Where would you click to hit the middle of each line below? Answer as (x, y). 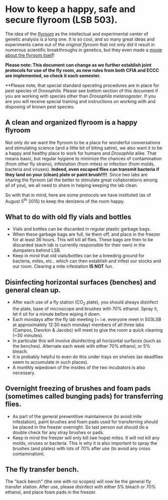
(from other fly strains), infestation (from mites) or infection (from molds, (80, 164)
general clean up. (33, 290)
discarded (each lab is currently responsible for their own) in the (79, 245)
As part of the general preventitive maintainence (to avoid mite (77, 416)
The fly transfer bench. (42, 470)
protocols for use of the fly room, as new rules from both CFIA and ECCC (82, 70)
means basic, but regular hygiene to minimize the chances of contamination (83, 158)
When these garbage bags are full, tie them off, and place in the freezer (86, 234)
